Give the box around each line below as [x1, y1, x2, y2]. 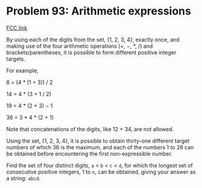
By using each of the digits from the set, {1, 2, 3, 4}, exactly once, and [6, 36, 180, 43]
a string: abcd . [6, 174, 41, 182]
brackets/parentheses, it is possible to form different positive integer [6, 48, 177, 56]
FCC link [6, 24, 28, 31]
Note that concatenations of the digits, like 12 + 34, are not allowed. [6, 125, 174, 132]
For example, [6, 66, 39, 74]
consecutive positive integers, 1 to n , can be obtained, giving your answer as [6, 168, 196, 175]
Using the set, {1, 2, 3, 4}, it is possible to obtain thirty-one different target [6, 137, 190, 144]
